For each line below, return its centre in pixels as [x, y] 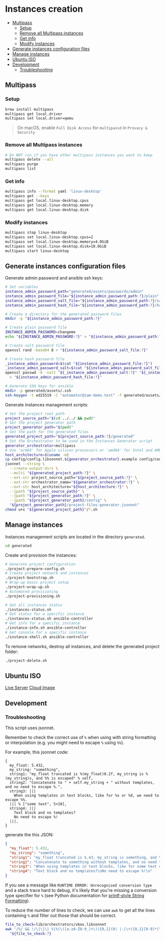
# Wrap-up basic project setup [37, 583]
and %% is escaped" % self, [65, 778]
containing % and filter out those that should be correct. [61, 915]
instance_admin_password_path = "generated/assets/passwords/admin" [74, 292]
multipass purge [22, 164]
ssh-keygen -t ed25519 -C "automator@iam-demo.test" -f [63, 395]
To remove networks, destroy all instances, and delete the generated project [82, 646]
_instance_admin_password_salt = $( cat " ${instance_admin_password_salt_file [84, 368]
